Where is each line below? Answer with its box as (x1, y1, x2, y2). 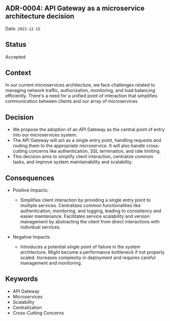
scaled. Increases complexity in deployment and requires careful (20, 254, 156, 261)
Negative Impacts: (12, 234, 51, 240)
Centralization (12, 304, 42, 310)
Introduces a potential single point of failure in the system (20, 244, 141, 250)
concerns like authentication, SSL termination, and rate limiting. (28, 148, 161, 154)
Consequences (5, 173, 55, 182)
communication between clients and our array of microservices (5, 98, 138, 104)
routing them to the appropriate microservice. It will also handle (12, 142, 146, 149)
